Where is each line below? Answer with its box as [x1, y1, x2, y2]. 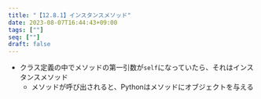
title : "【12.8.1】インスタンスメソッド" [8, 11, 131, 19]
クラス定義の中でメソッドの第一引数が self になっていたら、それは [19, 63, 233, 72]
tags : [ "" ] [8, 26, 44, 34]
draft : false [8, 41, 51, 48]
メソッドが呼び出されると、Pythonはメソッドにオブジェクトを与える [31, 83, 254, 92]
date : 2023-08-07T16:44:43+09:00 [8, 19, 118, 27]
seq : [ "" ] [8, 33, 41, 41]
